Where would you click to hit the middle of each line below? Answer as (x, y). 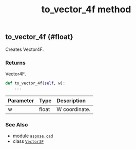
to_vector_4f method (86, 10)
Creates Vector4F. (25, 49)
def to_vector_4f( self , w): (35, 83)
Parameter (21, 100)
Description (71, 100)
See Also (17, 124)
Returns (15, 63)
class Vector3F (28, 141)
